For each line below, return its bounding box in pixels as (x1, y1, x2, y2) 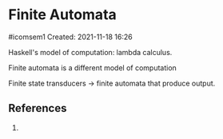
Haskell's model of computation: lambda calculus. (8, 47, 173, 57)
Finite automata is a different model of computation (8, 62, 177, 73)
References (8, 101, 67, 115)
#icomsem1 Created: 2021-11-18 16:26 (8, 32, 133, 42)
